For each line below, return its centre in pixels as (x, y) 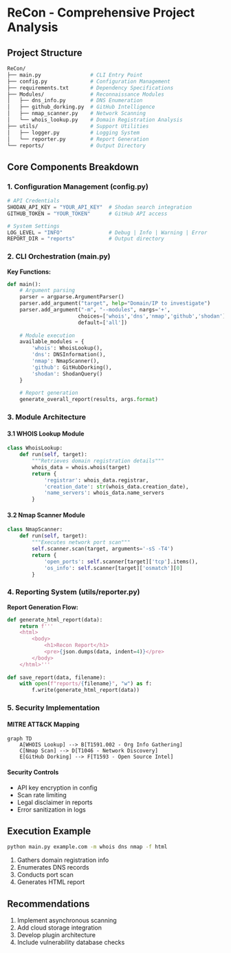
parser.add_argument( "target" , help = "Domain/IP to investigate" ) (115, 304)
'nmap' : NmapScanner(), (66, 361)
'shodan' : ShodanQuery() (67, 373)
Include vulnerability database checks (71, 943)
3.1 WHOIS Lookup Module (46, 433)
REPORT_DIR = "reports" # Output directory (86, 239)
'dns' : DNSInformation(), (69, 355)
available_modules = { (52, 342)
